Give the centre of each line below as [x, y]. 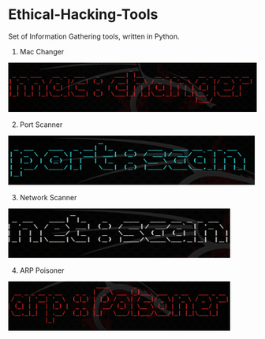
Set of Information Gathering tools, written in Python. [94, 36]
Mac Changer [42, 51]
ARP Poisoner [42, 270]
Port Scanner [41, 125]
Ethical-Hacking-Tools [83, 15]
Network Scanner [48, 197]
